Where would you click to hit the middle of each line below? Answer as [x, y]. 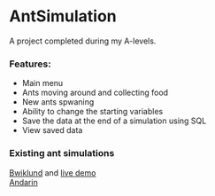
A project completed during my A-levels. [83, 41]
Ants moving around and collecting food [95, 93]
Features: [30, 64]
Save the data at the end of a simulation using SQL [114, 121]
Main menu [42, 83]
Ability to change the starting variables [92, 112]
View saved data [52, 130]
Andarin [23, 182]
